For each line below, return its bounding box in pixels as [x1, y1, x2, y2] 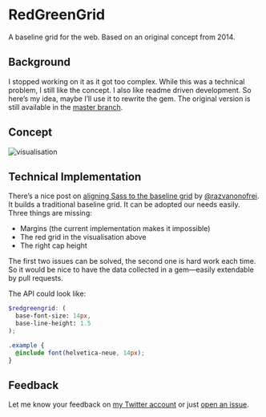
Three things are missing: [8, 208, 92, 218]
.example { [8, 341, 45, 350]
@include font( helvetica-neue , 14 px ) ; [15, 349, 146, 357]
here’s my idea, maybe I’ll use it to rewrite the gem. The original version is [8, 94, 251, 103]
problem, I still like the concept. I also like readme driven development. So [8, 85, 252, 95]
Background [8, 55, 71, 69]
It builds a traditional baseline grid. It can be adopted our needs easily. [8, 200, 240, 209]
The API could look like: [8, 289, 87, 298]
